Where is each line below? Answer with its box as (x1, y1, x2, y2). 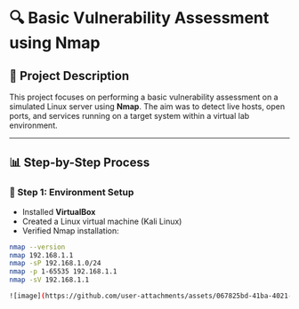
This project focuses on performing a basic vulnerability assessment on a (9, 91, 279, 102)
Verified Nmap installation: (21, 225, 120, 236)
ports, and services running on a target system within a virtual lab (9, 111, 250, 121)
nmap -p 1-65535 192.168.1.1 (9, 267, 117, 276)
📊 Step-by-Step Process (9, 155, 150, 170)
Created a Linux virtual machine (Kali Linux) (21, 216, 182, 226)
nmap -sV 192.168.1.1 (9, 275, 90, 285)
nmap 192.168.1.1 (9, 250, 74, 259)
